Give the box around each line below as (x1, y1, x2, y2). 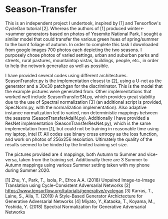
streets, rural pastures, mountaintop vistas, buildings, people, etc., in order (5, 57, 159, 63)
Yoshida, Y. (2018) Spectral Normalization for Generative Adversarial (5, 203, 146, 209)
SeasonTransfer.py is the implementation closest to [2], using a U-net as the (5, 78, 162, 84)
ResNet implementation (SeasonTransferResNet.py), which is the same (5, 120, 151, 126)
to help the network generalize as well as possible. (5, 63, 109, 69)
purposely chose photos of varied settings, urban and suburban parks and (5, 52, 159, 58)
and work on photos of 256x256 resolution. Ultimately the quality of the (5, 136, 152, 142)
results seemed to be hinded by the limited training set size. (5, 141, 128, 147)
